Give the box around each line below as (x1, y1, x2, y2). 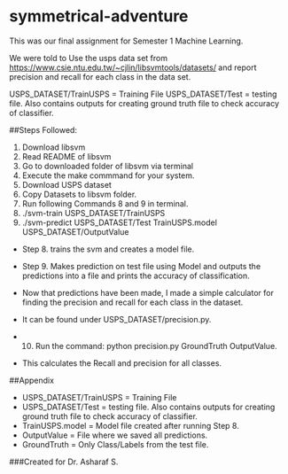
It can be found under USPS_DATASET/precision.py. (21, 314, 212, 324)
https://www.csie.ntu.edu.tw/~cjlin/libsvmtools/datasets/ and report (9, 62, 257, 73)
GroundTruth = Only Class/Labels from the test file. (21, 439, 209, 449)
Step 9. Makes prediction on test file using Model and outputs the (21, 260, 261, 271)
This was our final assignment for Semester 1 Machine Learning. (9, 35, 244, 46)
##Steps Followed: (9, 124, 78, 135)
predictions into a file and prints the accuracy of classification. (21, 270, 250, 281)
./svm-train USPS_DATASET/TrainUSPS (21, 207, 166, 218)
